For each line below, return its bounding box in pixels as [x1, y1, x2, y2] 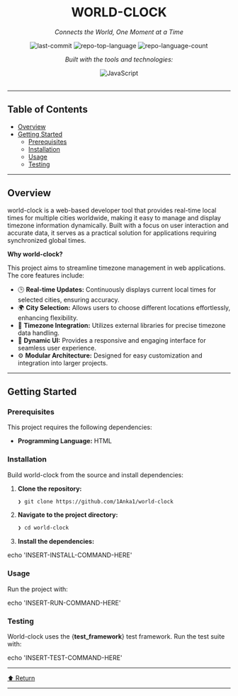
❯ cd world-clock [17, 525, 69, 532]
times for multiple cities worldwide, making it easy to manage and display [7, 213, 222, 222]
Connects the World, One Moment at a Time [54, 28, 184, 36]
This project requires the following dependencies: [7, 423, 152, 432]
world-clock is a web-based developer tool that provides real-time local [7, 206, 217, 215]
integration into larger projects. [17, 358, 108, 367]
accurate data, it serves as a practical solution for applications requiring [7, 228, 217, 237]
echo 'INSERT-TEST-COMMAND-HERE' [7, 653, 123, 662]
